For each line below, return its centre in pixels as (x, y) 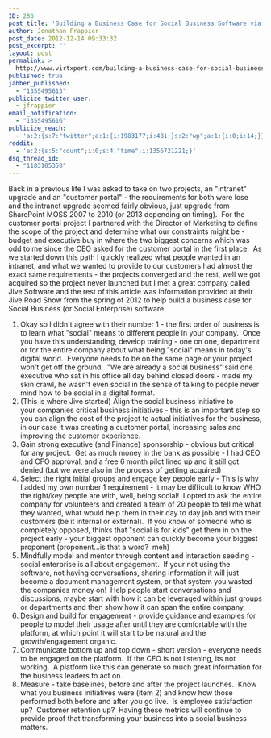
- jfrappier (36, 106)
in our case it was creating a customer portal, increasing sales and (130, 427)
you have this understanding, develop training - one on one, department (140, 342)
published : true (35, 76)
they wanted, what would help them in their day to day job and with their (140, 513)
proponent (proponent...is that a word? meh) (95, 547)
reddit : (21, 143)
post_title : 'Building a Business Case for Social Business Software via (135, 23)
